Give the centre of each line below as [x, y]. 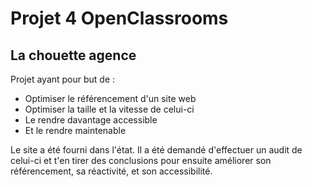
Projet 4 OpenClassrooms [119, 18]
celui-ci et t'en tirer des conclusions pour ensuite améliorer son [141, 160]
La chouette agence [73, 55]
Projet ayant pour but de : [63, 79]
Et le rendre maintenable [75, 130]
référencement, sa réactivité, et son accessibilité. [111, 171]
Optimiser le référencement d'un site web [110, 98]
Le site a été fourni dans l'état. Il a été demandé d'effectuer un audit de [156, 150]
